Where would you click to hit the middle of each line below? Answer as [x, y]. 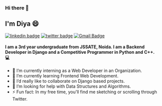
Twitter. [20, 99]
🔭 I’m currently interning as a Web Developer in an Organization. [77, 71]
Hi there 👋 [17, 8]
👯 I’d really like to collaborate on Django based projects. [68, 81]
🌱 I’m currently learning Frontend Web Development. [65, 75]
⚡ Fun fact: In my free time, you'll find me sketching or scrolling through [84, 92]
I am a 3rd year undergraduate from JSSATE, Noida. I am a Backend [75, 47]
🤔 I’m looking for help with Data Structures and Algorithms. [71, 86]
